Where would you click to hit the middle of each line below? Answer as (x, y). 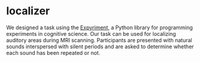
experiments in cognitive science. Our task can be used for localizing (91, 33)
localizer (28, 11)
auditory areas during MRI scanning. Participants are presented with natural (99, 40)
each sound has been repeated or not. (53, 52)
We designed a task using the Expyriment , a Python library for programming (99, 27)
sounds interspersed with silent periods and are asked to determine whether (100, 46)
